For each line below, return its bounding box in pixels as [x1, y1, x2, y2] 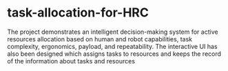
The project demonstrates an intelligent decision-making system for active [7, 28, 218, 36]
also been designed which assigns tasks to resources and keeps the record [7, 50, 222, 58]
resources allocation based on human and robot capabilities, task [7, 34, 193, 43]
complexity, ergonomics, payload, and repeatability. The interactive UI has [7, 42, 218, 50]
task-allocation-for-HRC [7, 5, 149, 21]
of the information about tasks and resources [7, 57, 136, 65]
